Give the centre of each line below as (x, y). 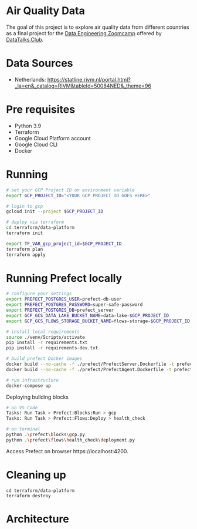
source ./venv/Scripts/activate (45, 337)
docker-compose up (28, 386)
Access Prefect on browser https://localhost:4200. (67, 451)
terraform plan (25, 249)
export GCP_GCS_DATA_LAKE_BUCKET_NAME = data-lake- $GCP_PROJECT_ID (87, 315)
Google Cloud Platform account (52, 138)
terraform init (25, 233)
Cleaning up (36, 475)
